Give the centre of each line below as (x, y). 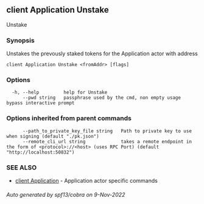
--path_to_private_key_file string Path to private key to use (107, 131)
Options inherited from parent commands (69, 118)
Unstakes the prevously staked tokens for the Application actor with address (102, 53)
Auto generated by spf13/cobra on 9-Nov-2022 (66, 194)
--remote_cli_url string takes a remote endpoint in (107, 141)
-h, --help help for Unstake (60, 93)
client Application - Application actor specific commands (86, 181)
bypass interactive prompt (40, 103)
